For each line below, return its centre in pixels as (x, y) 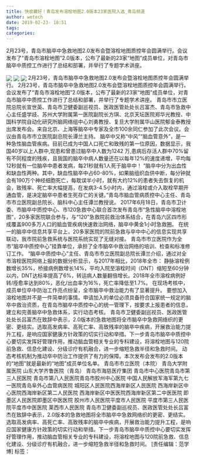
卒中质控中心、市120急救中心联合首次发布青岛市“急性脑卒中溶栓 (104, 210)
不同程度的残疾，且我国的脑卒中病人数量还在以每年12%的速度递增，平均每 (101, 158)
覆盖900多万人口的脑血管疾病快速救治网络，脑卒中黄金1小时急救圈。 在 (97, 224)
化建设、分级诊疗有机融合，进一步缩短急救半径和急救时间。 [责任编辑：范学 (98, 444)
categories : (21, 33)
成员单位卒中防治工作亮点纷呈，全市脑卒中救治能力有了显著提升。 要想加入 (97, 290)
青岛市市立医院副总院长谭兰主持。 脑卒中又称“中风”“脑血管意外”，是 (98, 137)
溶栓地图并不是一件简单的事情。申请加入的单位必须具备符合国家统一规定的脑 (98, 298)
